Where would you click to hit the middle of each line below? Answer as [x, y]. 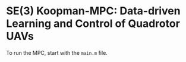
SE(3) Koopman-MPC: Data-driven [93, 11]
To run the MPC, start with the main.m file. [57, 52]
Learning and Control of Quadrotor [93, 24]
